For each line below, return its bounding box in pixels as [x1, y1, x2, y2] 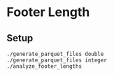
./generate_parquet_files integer [6, 57, 108, 64]
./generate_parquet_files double [6, 50, 104, 57]
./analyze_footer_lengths [6, 63, 82, 70]
